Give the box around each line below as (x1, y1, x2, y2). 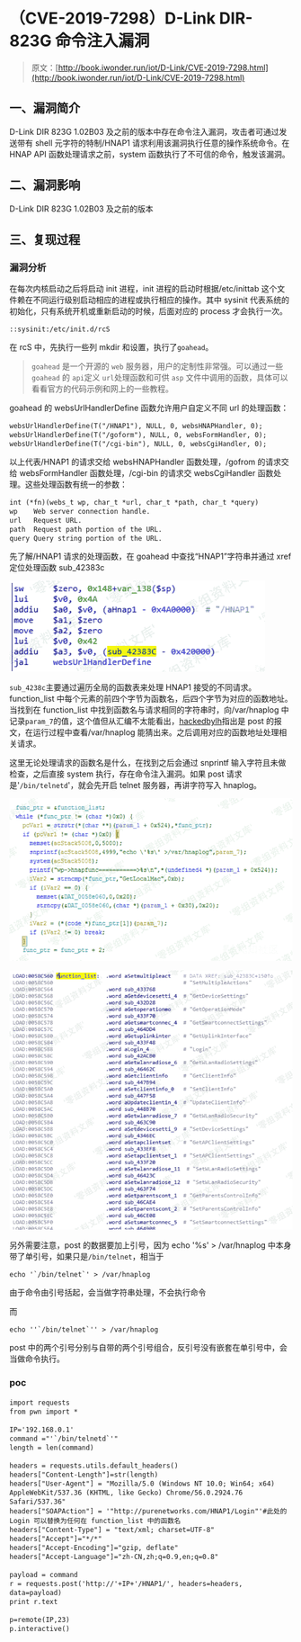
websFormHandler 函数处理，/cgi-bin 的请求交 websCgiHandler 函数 (19, 468, 274, 479)
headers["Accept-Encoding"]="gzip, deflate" (9, 1543, 179, 1552)
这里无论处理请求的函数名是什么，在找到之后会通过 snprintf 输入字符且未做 (9, 758, 287, 768)
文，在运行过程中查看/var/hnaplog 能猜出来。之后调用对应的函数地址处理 (9, 727, 279, 738)
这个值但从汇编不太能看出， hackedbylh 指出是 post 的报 (76, 716, 283, 727)
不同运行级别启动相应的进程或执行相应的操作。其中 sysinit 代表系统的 (32, 294, 290, 306)
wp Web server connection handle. (9, 507, 151, 516)
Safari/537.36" (9, 1497, 66, 1506)
